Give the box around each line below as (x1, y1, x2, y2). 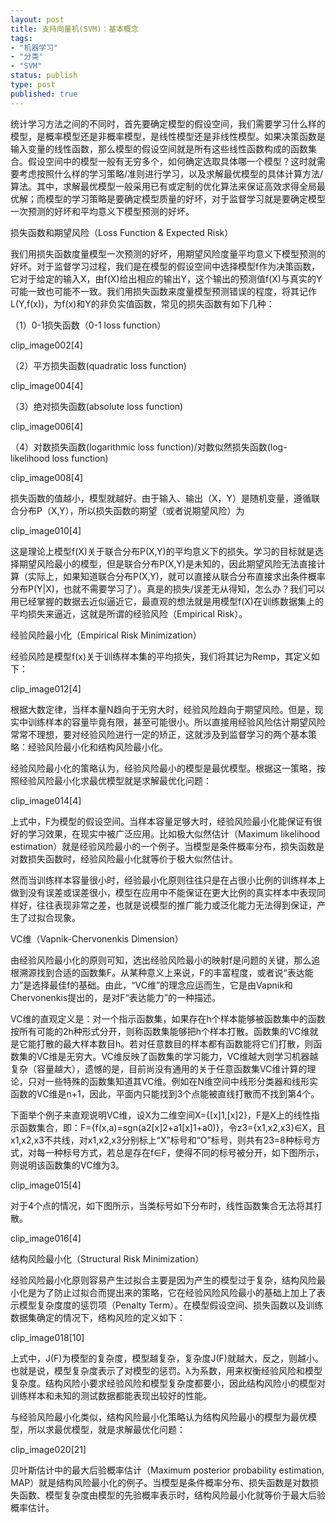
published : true (10, 89, 78, 99)
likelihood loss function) (10, 452, 109, 464)
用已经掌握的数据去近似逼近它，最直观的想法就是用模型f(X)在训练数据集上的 (10, 595, 324, 607)
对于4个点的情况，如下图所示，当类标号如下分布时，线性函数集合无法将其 (10, 1199, 315, 1211)
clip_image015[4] (10, 1179, 82, 1191)
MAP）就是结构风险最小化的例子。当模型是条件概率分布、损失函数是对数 (10, 1476, 311, 1488)
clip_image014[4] (10, 794, 82, 806)
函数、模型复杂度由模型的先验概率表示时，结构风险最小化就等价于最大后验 (18, 1489, 326, 1501)
